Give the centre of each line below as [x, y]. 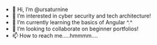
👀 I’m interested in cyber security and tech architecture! [82, 16]
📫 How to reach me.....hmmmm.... [55, 36]
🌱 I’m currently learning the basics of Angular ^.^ [72, 22]
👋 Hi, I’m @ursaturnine [40, 9]
